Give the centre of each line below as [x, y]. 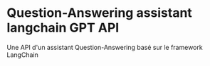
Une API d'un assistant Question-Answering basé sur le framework [105, 47]
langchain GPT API [63, 28]
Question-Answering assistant [100, 13]
